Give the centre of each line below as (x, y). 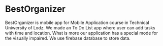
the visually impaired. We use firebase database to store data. (68, 38)
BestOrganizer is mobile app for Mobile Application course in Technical (77, 23)
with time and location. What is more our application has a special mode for (81, 33)
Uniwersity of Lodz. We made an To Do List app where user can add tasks (80, 27)
